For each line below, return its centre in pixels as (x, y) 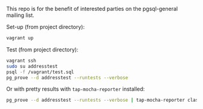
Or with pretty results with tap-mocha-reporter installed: (76, 89)
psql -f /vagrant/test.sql (40, 72)
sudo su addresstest (32, 66)
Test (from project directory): (42, 49)
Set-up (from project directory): (46, 27)
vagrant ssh (21, 61)
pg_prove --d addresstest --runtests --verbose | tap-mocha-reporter (96, 100)
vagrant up (20, 38)
